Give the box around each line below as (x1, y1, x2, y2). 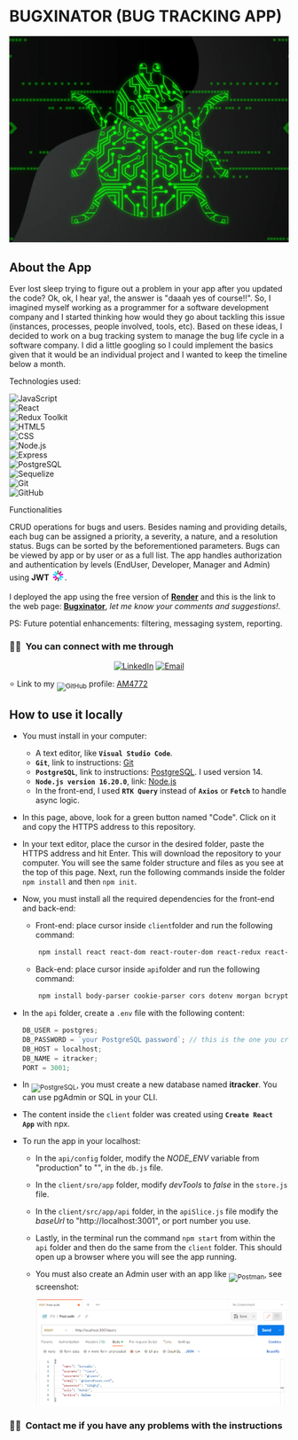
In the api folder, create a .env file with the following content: (21, 1008, 246, 1019)
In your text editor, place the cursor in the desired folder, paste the (21, 839, 264, 849)
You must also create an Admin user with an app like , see (35, 1269, 282, 1280)
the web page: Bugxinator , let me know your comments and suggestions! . (9, 601, 281, 612)
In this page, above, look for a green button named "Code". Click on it (21, 812, 277, 823)
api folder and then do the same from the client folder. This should (35, 1242, 282, 1253)
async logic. (35, 795, 80, 806)
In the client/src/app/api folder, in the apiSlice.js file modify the (35, 1206, 278, 1217)
